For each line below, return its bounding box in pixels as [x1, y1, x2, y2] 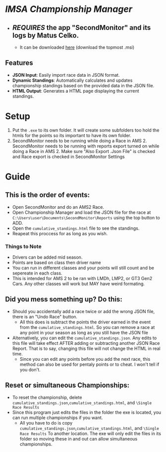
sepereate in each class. [12, 270, 62, 276]
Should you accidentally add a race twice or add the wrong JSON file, [12, 308, 155, 314]
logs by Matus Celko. [12, 31, 79, 39]
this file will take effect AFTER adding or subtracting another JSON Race [12, 340, 160, 346]
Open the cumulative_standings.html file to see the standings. [12, 225, 140, 231]
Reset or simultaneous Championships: [5, 381, 130, 390]
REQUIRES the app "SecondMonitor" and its [12, 23, 151, 32]
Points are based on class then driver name [12, 260, 101, 266]
